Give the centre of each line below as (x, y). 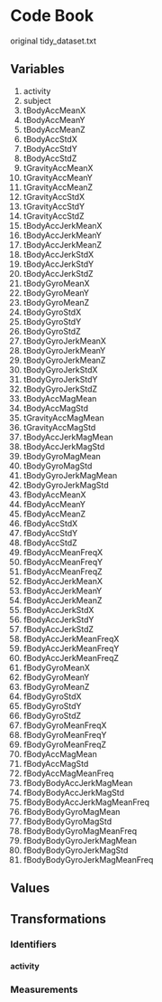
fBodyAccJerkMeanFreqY (71, 648)
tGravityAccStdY (54, 206)
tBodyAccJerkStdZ (58, 273)
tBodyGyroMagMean (62, 456)
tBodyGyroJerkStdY (60, 379)
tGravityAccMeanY (58, 177)
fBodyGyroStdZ (52, 715)
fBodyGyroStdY (52, 705)
